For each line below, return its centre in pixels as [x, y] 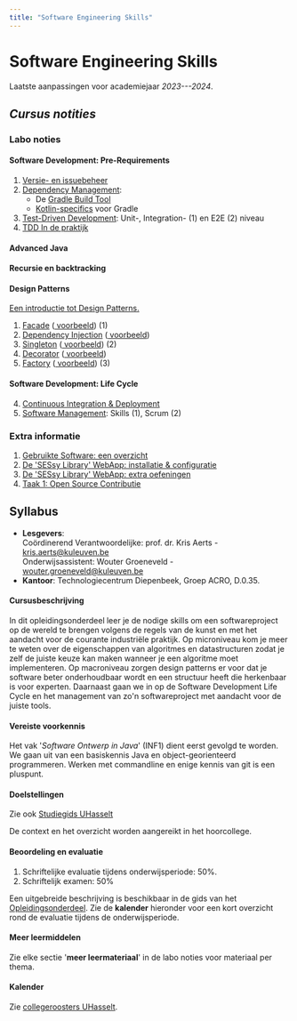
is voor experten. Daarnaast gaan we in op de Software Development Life [143, 687]
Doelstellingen [36, 794]
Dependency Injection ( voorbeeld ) [86, 335]
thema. [22, 967]
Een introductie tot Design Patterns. [74, 309]
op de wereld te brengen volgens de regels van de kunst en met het [133, 630]
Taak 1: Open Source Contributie [81, 483]
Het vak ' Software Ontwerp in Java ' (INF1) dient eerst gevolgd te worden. [144, 746]
